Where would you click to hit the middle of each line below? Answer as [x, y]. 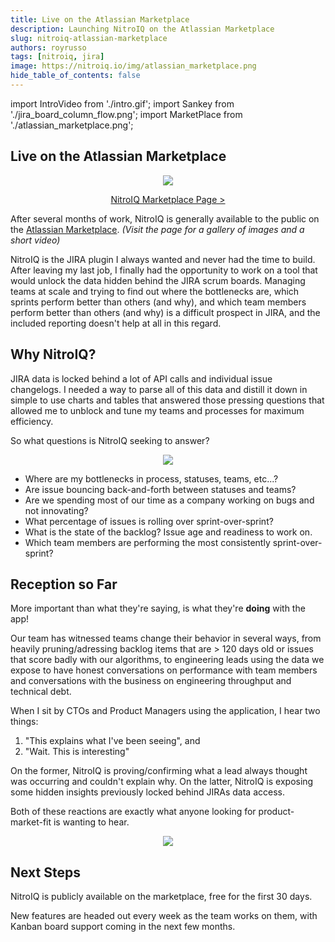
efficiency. [32, 421]
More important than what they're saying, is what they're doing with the [158, 608]
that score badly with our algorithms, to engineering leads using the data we [167, 660]
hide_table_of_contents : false [75, 76]
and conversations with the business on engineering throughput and [151, 681]
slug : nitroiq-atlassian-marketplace [89, 38]
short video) [35, 240]
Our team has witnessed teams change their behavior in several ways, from [166, 638]
